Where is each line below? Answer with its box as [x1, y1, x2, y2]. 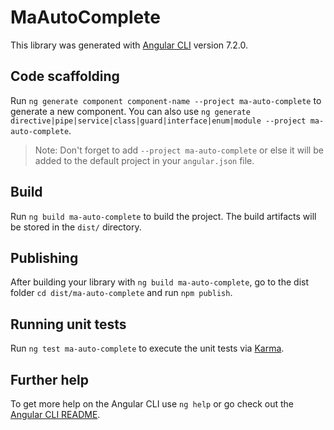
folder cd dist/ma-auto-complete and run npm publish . [10, 287, 233, 299]
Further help [10, 371, 90, 388]
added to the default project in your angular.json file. [34, 154, 255, 166]
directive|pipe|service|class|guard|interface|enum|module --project [10, 116, 307, 126]
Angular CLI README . [10, 409, 101, 420]
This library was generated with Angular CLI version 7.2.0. [10, 39, 248, 51]
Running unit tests [10, 316, 127, 333]
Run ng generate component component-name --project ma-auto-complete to [10, 94, 322, 106]
